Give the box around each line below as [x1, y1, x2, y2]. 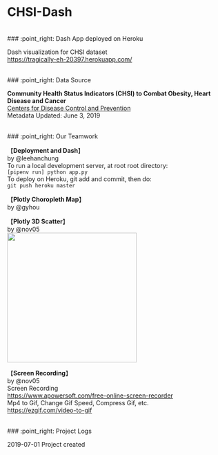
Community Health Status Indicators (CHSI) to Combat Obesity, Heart [7, 89, 211, 98]
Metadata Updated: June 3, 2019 [7, 111, 101, 120]
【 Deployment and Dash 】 [7, 146, 84, 154]
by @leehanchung [7, 154, 59, 162]
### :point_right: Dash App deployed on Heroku [7, 34, 143, 42]
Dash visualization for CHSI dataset [7, 48, 108, 56]
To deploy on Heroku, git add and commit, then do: [7, 174, 152, 183]
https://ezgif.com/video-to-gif [7, 406, 92, 414]
